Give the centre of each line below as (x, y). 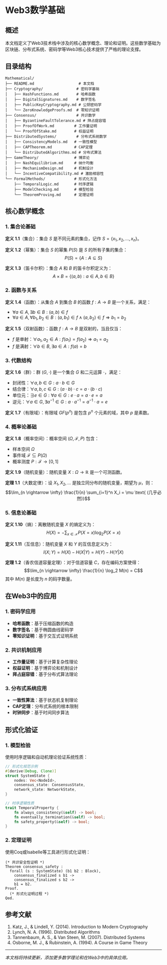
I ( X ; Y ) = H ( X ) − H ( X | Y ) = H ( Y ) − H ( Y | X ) (83, 552)
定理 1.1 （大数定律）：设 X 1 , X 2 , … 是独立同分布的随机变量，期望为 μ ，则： (80, 483)
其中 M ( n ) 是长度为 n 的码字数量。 (40, 579)
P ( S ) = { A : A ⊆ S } (83, 258)
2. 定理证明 (18, 840)
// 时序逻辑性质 (20, 803)
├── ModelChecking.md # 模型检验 (54, 189)
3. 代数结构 (18, 361)
